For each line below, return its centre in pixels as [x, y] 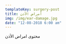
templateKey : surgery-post [32, 9]
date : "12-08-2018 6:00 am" [33, 23]
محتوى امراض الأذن [23, 36]
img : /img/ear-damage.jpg [31, 18]
